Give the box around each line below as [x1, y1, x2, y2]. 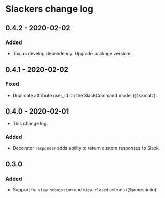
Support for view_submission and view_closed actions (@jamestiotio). [12, 187, 158, 193]
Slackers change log [5, 3, 93, 15]
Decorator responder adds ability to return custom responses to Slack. [12, 145, 160, 151]
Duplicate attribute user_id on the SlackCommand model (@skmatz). [12, 92, 157, 98]
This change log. [12, 121, 49, 127]
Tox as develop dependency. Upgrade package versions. [12, 50, 133, 56]
